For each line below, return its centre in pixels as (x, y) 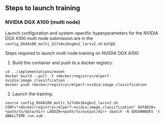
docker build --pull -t (30, 76)
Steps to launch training (43, 8)
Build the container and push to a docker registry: (63, 62)
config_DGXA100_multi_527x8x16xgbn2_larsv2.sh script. (61, 43)
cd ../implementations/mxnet (35, 72)
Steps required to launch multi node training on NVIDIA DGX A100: (72, 53)
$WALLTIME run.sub (24, 116)
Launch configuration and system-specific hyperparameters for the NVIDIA (82, 33)
